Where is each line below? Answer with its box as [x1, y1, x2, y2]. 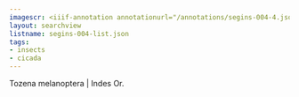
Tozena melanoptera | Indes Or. [9, 78, 125, 88]
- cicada [9, 54, 42, 63]
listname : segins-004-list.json [9, 29, 129, 38]
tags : [9, 37, 29, 47]
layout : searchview [9, 21, 82, 30]
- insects [9, 46, 46, 55]
